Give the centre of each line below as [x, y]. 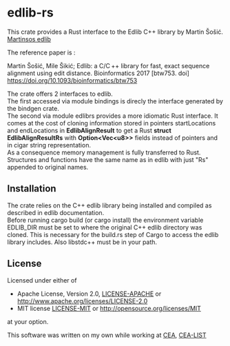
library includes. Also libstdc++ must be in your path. [82, 242]
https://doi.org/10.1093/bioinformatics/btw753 [72, 80]
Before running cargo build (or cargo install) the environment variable [105, 220]
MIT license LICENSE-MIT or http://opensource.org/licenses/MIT [109, 308]
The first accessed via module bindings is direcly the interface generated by [115, 101]
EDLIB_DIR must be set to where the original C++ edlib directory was [105, 227]
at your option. [28, 321]
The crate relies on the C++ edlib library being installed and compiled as [109, 205]
